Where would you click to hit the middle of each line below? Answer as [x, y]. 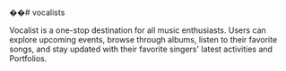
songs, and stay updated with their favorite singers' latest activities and [141, 49]
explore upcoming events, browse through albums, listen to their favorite [143, 39]
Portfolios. [28, 59]
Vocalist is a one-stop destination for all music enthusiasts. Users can [138, 30]
